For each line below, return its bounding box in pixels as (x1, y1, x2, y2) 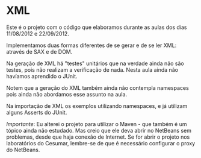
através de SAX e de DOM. (6, 48, 73, 55)
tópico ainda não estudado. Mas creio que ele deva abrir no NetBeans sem (6, 127, 191, 134)
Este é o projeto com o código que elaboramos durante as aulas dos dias (6, 24, 187, 31)
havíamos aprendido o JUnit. (6, 72, 78, 80)
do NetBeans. (6, 146, 40, 153)
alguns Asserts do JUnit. (6, 109, 67, 116)
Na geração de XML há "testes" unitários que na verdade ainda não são (6, 60, 185, 67)
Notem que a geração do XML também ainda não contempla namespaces (6, 84, 190, 91)
